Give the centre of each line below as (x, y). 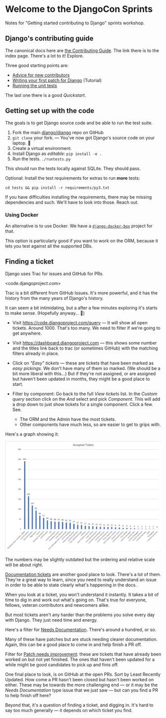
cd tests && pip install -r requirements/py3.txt (57, 188)
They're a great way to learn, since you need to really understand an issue (81, 580)
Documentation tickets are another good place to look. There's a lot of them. (83, 574)
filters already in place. (36, 353)
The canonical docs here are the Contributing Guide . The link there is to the (82, 50)
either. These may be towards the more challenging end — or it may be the (81, 685)
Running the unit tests (35, 85)
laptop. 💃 (22, 143)
